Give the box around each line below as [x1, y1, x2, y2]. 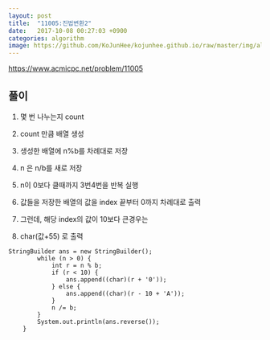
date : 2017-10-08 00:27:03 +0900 [8, 27, 128, 35]
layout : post [8, 11, 52, 20]
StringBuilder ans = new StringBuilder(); [8, 247, 153, 256]
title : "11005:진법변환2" [8, 19, 92, 27]
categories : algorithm [8, 34, 84, 43]
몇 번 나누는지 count [19, 112, 84, 121]
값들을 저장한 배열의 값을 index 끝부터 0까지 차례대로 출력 [19, 197, 202, 207]
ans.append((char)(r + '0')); [65, 275, 167, 284]
